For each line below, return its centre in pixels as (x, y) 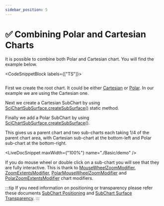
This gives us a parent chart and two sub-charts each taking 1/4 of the (77, 133)
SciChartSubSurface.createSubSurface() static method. (62, 108)
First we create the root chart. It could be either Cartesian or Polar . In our (80, 88)
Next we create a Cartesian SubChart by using (53, 103)
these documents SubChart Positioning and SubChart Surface (69, 193)
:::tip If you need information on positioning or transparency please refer (79, 188)
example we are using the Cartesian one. (47, 93)
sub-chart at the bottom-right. (36, 143)
